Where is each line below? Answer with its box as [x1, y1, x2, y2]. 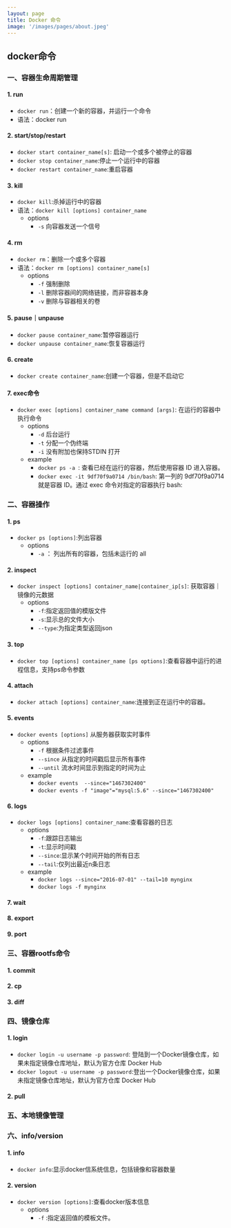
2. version [7, 1181, 37, 1190]
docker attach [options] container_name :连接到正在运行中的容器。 [17, 697, 209, 706]
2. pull [7, 1092, 26, 1101]
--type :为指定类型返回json [37, 624, 112, 632]
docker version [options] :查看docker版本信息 [17, 1198, 150, 1206]
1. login [7, 1034, 28, 1042]
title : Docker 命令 [7, 17, 61, 24]
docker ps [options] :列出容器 [17, 533, 102, 542]
